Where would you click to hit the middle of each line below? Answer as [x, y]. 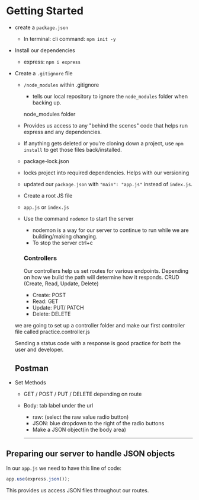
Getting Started [45, 11]
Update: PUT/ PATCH [58, 308]
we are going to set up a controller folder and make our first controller [100, 326]
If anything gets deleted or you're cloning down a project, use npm [103, 143]
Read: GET [45, 301]
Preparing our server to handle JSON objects [91, 454]
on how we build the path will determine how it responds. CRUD [101, 278]
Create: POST [49, 295]
